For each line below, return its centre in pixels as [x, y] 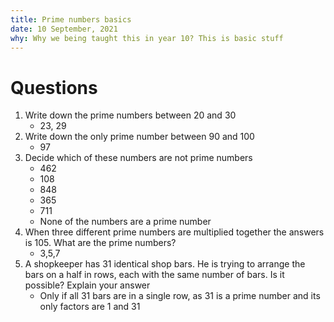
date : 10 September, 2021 [64, 29]
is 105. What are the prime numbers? [100, 243]
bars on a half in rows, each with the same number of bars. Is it [154, 275]
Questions [54, 87]
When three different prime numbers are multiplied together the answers [174, 232]
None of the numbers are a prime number [125, 222]
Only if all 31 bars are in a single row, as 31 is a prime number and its [180, 296]
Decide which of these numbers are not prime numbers [138, 158]
